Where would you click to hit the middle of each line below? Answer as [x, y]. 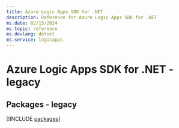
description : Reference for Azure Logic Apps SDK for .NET [82, 17]
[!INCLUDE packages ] [33, 119]
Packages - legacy [41, 104]
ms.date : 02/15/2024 [32, 23]
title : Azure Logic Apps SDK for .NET [55, 12]
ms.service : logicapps [35, 40]
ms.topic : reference [32, 29]
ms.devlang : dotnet [31, 34]
